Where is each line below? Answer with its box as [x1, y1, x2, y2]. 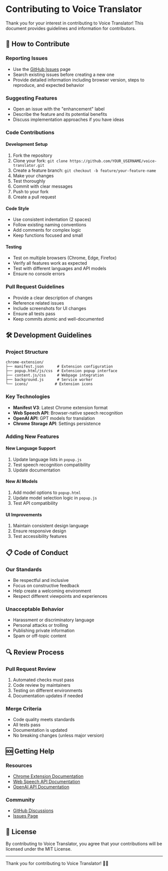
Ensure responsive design [12, 528, 66, 534]
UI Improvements [5, 511, 42, 517]
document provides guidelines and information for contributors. [5, 25, 136, 31]
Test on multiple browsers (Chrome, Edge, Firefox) [12, 255, 117, 261]
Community [5, 796, 35, 803]
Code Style [5, 205, 29, 211]
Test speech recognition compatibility [12, 461, 91, 467]
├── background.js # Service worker [5, 377, 93, 383]
